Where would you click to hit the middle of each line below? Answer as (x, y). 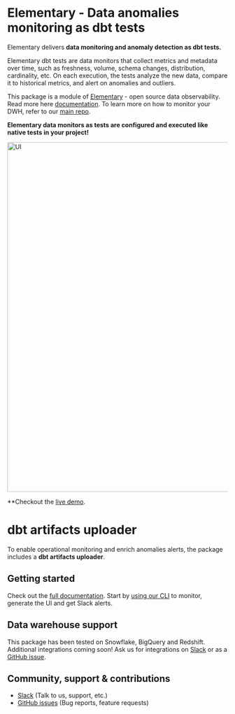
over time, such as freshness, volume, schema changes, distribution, (106, 68)
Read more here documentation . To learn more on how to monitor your (109, 103)
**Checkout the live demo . (47, 501)
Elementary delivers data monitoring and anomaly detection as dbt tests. (114, 47)
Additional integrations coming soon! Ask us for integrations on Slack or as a (117, 649)
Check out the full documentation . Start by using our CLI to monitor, (105, 595)
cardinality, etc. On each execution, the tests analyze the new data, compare (117, 76)
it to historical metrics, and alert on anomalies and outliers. (92, 83)
